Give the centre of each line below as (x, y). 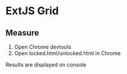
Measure (22, 33)
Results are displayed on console (46, 65)
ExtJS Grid (32, 11)
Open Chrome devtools (43, 47)
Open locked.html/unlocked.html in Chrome (67, 53)
